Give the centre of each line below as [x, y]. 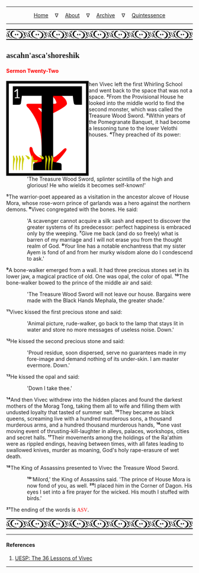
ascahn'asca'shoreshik [43, 56]
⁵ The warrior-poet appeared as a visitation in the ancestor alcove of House [98, 197]
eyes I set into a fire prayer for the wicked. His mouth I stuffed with [108, 492]
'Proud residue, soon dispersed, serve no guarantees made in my [107, 353]
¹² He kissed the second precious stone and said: [65, 341]
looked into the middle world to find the [137, 103]
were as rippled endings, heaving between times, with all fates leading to [95, 444]
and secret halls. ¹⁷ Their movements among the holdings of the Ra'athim [94, 437]
